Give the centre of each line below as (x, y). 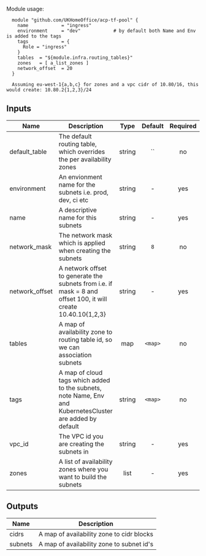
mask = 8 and (78, 291)
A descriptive (78, 210)
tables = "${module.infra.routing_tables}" (75, 58)
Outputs (22, 507)
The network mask (86, 235)
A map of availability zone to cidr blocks (96, 534)
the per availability (85, 159)
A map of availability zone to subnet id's (96, 544)
